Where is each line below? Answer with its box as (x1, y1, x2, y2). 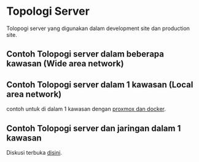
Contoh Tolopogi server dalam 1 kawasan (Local (6, 79, 193, 90)
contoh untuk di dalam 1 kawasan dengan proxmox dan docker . (6, 106, 166, 113)
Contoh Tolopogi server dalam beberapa (6, 49, 165, 60)
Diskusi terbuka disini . (6, 148, 63, 156)
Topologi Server (6, 4, 90, 18)
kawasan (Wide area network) (6, 58, 124, 69)
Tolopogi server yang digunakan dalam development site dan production (6, 25, 190, 32)
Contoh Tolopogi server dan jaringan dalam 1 (6, 123, 181, 133)
